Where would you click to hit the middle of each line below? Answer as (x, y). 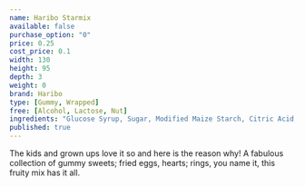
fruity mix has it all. (45, 172)
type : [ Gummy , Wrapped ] (54, 102)
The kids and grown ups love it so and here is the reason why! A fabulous (147, 153)
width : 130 (30, 60)
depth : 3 (26, 77)
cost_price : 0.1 (40, 52)
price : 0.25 (32, 43)
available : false (42, 26)
